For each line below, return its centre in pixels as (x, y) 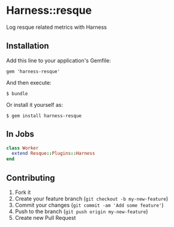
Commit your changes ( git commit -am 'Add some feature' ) (89, 205)
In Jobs (20, 134)
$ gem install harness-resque (44, 116)
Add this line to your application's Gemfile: (58, 60)
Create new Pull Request (45, 218)
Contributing (31, 178)
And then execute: (29, 82)
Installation (28, 46)
